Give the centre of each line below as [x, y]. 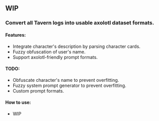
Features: [16, 35]
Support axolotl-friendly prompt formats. [55, 57]
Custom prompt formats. [38, 90]
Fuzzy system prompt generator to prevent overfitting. [69, 85]
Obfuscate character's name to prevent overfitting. [66, 80]
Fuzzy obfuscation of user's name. [49, 52]
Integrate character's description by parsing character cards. [76, 46]
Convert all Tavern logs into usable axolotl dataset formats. [80, 23]
